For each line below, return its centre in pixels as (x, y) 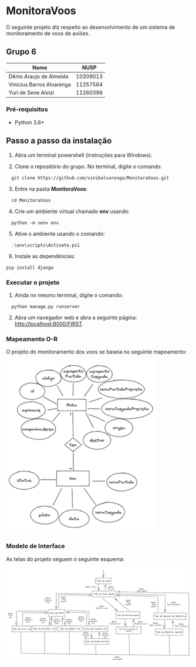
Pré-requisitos (27, 109)
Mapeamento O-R (32, 339)
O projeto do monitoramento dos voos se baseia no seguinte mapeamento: (97, 352)
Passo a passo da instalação (59, 141)
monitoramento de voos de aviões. (48, 33)
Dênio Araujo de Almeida (38, 76)
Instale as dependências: (45, 256)
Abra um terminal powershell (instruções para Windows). (83, 155)
